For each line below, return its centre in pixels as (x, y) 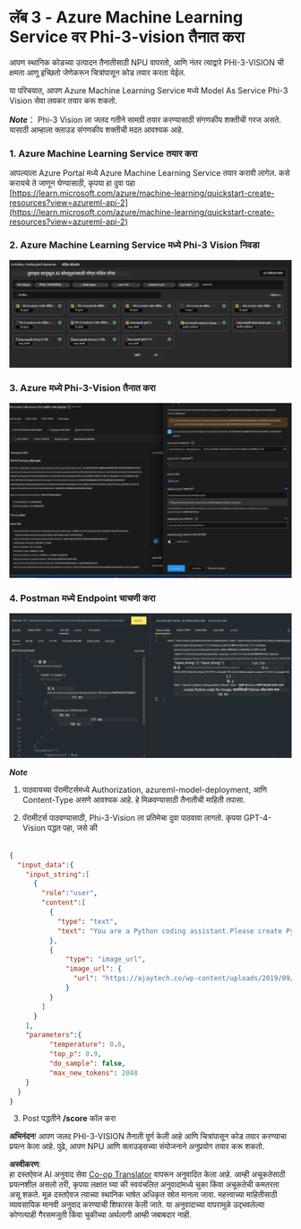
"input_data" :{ (46, 865)
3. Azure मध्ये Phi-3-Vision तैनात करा (82, 388)
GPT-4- (257, 817)
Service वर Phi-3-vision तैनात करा (127, 37)
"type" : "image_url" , (106, 959)
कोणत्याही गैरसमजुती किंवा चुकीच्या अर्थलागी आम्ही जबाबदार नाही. (101, 1215)
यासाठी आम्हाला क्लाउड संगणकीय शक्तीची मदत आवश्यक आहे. (97, 129)
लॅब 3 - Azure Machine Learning (126, 17)
